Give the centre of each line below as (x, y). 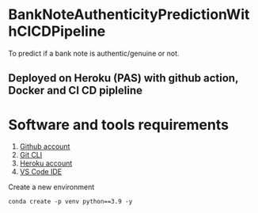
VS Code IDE (40, 172)
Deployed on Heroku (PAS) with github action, (123, 78)
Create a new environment (51, 187)
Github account (45, 146)
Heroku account (46, 163)
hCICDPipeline (57, 31)
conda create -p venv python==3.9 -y (70, 202)
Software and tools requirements (119, 125)
